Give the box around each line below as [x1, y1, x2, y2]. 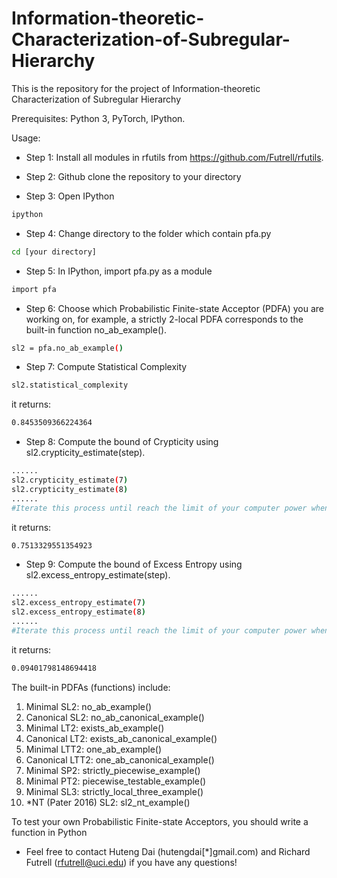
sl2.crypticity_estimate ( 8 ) [11, 484, 129, 494]
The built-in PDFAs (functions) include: [11, 681, 171, 693]
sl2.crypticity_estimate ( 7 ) [11, 475, 129, 486]
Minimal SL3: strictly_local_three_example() [25, 785, 204, 797]
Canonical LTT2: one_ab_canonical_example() [25, 753, 215, 766]
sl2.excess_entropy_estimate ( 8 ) [11, 607, 146, 617]
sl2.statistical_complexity [11, 380, 129, 391]
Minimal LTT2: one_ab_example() [25, 743, 163, 755]
